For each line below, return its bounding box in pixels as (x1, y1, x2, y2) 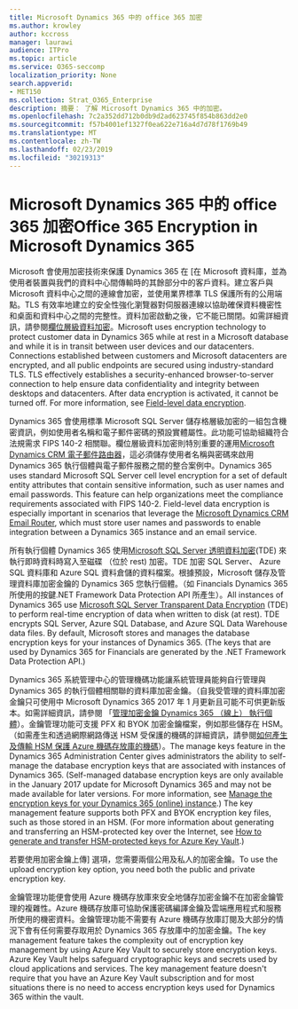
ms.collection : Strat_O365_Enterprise (9, 95, 153, 105)
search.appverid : (9, 79, 74, 88)
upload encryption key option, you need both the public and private (9, 864, 255, 875)
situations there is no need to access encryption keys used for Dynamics (9, 982, 275, 993)
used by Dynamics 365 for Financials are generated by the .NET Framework (9, 647, 286, 658)
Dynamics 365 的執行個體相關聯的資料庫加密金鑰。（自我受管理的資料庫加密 (9, 685, 286, 697)
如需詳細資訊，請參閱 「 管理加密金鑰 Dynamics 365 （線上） (24, 707, 247, 719)
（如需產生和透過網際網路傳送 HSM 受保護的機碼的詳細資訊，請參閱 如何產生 (9, 729, 288, 741)
